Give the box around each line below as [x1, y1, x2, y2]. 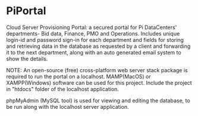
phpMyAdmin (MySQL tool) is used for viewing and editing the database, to [6, 96, 190, 104]
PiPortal [6, 4, 46, 18]
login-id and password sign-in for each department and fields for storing [6, 36, 184, 43]
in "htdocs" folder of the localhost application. [6, 85, 119, 92]
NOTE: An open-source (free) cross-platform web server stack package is [6, 66, 188, 73]
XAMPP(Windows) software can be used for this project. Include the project [6, 79, 192, 86]
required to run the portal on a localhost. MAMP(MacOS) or [6, 73, 152, 80]
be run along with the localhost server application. [6, 103, 129, 110]
